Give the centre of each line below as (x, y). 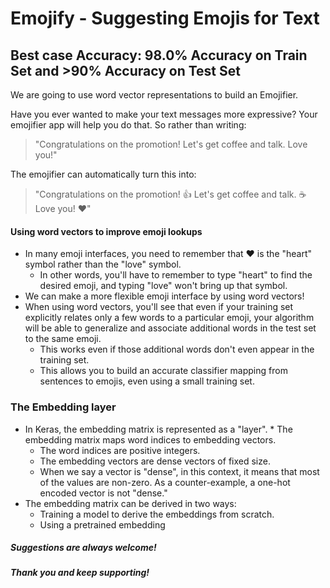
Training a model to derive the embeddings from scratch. (157, 514)
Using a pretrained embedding (102, 524)
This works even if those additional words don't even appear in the (177, 349)
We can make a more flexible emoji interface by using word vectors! (164, 296)
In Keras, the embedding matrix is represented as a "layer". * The (158, 429)
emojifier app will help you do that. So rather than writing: (128, 125)
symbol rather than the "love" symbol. (103, 264)
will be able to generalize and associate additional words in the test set (170, 328)
